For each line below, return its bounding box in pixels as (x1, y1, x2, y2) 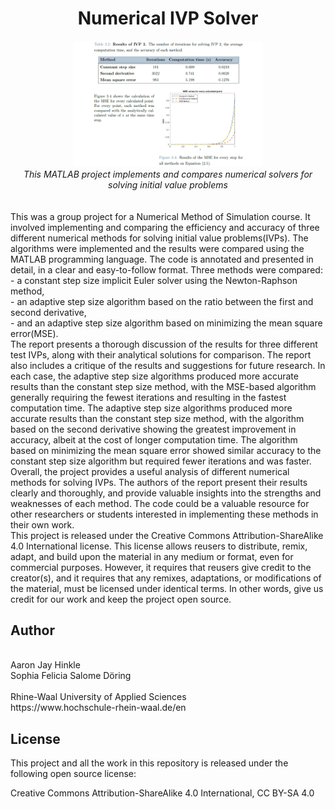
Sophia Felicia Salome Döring (10, 670, 132, 682)
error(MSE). (10, 327, 59, 339)
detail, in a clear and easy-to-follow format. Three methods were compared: (10, 263, 323, 276)
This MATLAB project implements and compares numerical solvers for (23, 168, 313, 180)
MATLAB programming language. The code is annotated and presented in (10, 253, 314, 265)
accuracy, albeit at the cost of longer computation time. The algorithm (10, 433, 298, 446)
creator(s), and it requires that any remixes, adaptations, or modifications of (10, 572, 322, 584)
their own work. (10, 518, 75, 531)
